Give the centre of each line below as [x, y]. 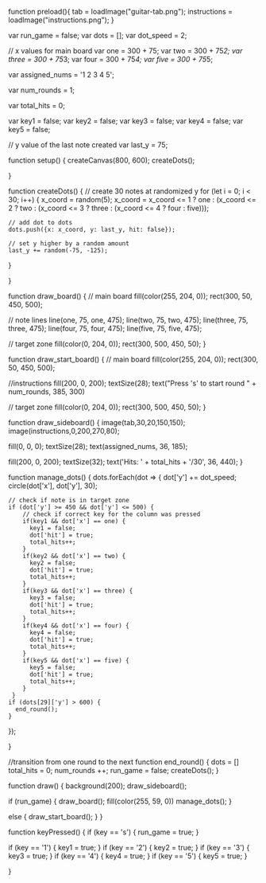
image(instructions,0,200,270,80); [64, 431]
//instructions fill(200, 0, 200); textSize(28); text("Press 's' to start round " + [132, 383]
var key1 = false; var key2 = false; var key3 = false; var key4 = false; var [126, 121]
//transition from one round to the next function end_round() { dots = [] [124, 762]
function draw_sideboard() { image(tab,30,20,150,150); [97, 422]
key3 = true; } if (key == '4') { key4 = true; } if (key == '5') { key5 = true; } [128, 856]
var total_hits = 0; [37, 105]
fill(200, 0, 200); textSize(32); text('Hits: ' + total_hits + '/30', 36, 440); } [126, 462]
